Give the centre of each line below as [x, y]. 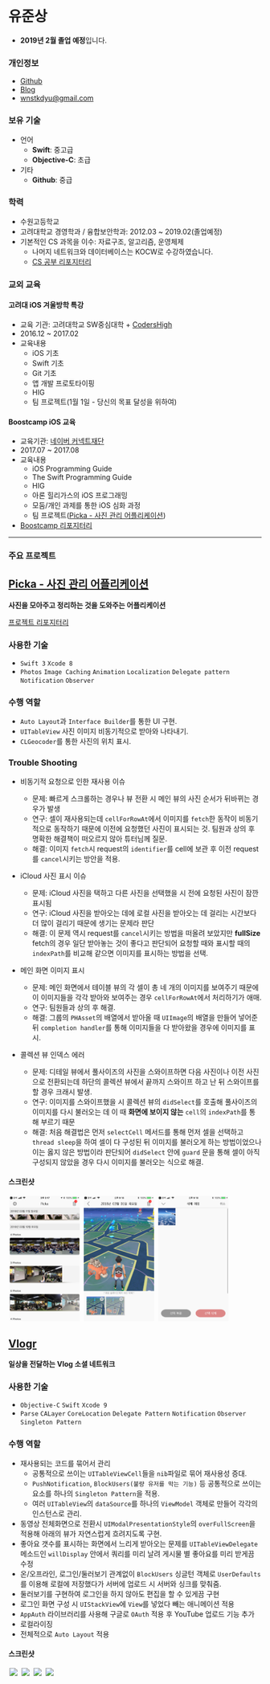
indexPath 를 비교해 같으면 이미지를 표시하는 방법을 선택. [120, 953]
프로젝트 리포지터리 [39, 622]
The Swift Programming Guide [82, 477]
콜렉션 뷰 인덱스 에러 [52, 1054]
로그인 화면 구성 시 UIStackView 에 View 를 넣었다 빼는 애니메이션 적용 [127, 1604]
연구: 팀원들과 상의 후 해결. [74, 1007]
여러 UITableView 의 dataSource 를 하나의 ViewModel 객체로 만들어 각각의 [145, 1503]
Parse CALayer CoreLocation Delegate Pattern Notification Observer [133, 1414]
